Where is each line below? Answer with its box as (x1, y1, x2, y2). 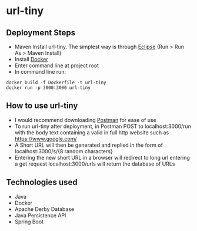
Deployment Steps (6, 28, 75, 38)
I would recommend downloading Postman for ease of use (14, 116, 157, 123)
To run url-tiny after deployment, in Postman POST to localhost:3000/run (14, 123, 191, 130)
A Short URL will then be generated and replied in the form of (14, 141, 163, 148)
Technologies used (6, 177, 78, 187)
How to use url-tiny (6, 101, 78, 111)
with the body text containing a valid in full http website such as (14, 128, 169, 136)
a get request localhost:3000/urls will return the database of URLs (14, 160, 175, 167)
